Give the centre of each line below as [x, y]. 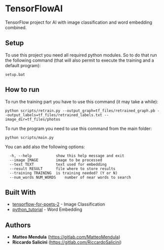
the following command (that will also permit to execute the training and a [80, 60]
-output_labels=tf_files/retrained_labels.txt [54, 115]
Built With [20, 192]
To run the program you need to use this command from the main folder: [78, 128]
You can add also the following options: [45, 147]
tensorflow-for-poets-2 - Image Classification [59, 204]
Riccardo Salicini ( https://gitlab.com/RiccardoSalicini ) [67, 242]
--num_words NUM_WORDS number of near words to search [70, 177]
